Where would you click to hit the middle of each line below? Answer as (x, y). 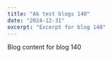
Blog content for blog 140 (44, 47)
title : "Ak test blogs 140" (49, 14)
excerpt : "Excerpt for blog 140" (57, 27)
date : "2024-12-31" (36, 21)
